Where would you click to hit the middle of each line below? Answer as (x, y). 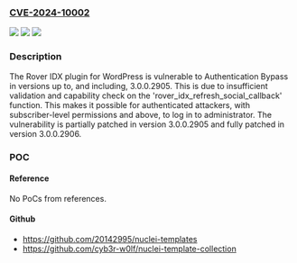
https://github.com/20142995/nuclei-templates (110, 239)
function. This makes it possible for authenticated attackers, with (130, 104)
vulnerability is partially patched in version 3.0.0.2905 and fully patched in (147, 124)
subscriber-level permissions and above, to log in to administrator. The (141, 114)
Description (36, 57)
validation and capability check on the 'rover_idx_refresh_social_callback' (146, 95)
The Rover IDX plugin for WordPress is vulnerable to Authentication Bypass (149, 76)
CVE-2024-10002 (50, 13)
